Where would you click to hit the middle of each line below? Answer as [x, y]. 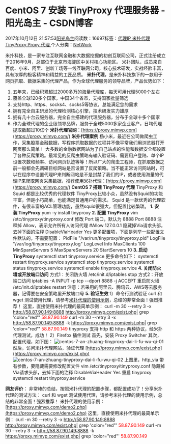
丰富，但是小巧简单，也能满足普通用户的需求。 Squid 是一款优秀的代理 [87, 200]
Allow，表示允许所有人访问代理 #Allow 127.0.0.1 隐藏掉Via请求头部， [94, 225]
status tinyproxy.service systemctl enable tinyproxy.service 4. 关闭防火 [87, 268]
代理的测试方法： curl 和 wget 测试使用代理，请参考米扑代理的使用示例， [82, 395]
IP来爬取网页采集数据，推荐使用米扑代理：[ [62, 181]
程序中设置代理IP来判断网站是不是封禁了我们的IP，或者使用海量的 [90, 174]
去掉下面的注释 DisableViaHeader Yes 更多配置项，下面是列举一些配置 [86, 232]
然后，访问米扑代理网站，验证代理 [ [50, 348]
